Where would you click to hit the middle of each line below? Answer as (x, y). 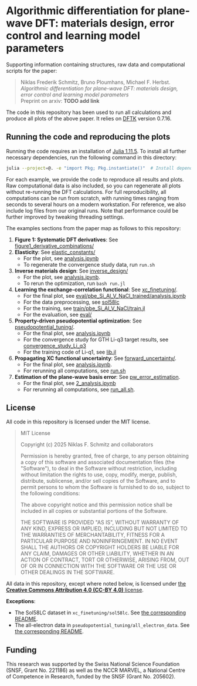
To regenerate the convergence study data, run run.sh (89, 264)
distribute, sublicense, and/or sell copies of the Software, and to (98, 481)
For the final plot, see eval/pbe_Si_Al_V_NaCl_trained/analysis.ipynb (105, 295)
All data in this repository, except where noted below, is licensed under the (96, 584)
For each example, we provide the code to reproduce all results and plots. (95, 179)
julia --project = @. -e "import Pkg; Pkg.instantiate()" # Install (90, 168)
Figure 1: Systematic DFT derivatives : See (66, 240)
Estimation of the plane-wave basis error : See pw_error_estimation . (97, 376)
